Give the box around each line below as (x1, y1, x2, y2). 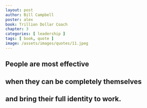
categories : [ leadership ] (5, 31, 66, 36)
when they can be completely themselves (5, 77, 142, 86)
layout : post (5, 7, 33, 13)
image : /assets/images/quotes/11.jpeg (5, 41, 88, 46)
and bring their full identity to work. (5, 94, 122, 103)
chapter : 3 (5, 27, 29, 32)
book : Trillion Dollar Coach (5, 21, 68, 27)
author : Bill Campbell (5, 12, 54, 17)
